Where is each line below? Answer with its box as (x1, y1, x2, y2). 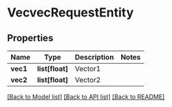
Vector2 (74, 75, 101, 84)
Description (74, 53, 114, 62)
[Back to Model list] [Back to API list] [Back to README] (7, 93, 165, 101)
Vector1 (74, 64, 101, 73)
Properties (7, 32, 54, 44)
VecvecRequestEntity (7, 5, 134, 21)
